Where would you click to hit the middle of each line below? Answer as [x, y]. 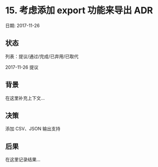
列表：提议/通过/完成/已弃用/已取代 [42, 56]
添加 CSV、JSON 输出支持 [33, 129]
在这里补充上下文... [25, 98]
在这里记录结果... [23, 160]
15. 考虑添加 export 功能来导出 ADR [79, 10]
